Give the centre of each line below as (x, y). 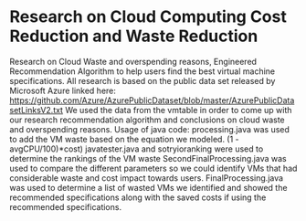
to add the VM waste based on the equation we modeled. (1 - (124, 139)
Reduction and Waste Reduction (134, 36)
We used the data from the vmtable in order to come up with (179, 110)
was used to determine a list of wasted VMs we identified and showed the (148, 187)
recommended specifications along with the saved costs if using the (138, 197)
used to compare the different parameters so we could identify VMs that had (153, 168)
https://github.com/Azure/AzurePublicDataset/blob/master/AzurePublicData (152, 100)
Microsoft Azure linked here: (63, 90)
